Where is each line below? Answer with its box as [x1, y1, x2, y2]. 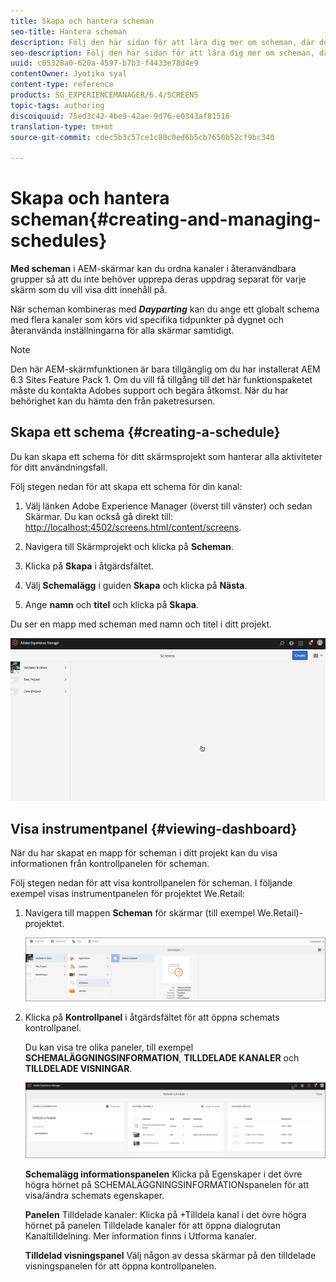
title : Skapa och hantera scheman [10, 16, 155, 26]
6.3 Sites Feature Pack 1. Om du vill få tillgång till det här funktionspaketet [10, 374, 313, 386]
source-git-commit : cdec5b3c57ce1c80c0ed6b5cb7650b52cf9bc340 [10, 132, 275, 142]
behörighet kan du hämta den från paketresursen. [10, 395, 216, 407]
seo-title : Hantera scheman [10, 26, 128, 37]
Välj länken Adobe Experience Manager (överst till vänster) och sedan [24, 500, 313, 512]
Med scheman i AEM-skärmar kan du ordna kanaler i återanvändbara [10, 263, 297, 275]
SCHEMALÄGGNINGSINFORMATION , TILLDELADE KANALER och [24, 1052, 300, 1064]
